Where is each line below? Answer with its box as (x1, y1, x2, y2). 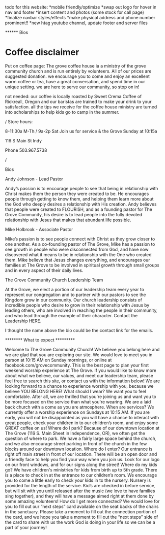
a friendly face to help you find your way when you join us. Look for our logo (5, 456, 160, 462)
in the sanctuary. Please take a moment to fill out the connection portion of (5, 508, 156, 514)
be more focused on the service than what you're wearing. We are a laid (5, 399, 151, 404)
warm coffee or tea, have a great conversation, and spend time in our (5, 78, 145, 84)
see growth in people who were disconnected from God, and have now (5, 246, 149, 252)
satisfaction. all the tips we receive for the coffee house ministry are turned (5, 103, 157, 110)
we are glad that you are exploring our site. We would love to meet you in (5, 352, 153, 358)
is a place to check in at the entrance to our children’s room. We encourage (5, 472, 157, 478)
